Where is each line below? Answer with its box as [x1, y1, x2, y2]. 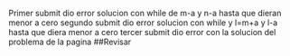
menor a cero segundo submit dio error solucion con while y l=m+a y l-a [8, 17, 278, 28]
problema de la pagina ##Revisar [8, 36, 132, 47]
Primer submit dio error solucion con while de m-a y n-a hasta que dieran [8, 8, 282, 18]
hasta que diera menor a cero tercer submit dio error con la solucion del [8, 27, 276, 37]
